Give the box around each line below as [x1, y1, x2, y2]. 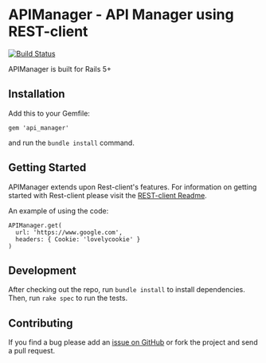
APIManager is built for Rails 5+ [8, 64, 111, 73]
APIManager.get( [8, 221, 62, 229]
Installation [8, 88, 65, 101]
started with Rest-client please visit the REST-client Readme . [8, 190, 207, 200]
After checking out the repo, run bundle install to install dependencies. [8, 285, 245, 295]
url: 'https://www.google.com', [15, 228, 123, 236]
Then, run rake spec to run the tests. [8, 293, 128, 303]
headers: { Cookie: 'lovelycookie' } [15, 235, 141, 244]
